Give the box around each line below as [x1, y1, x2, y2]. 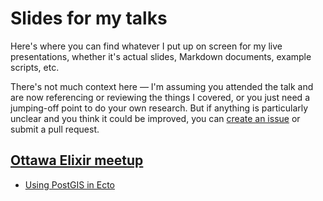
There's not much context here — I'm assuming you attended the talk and [10, 80, 314, 92]
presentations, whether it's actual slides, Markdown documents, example [10, 50, 312, 62]
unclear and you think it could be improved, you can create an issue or [10, 112, 301, 124]
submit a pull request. [10, 123, 100, 135]
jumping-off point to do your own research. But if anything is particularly [10, 102, 309, 114]
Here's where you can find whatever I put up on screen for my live [10, 40, 283, 52]
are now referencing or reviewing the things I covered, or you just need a [10, 91, 310, 103]
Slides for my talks [10, 7, 168, 30]
